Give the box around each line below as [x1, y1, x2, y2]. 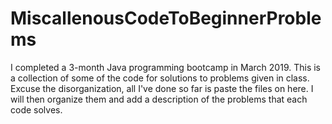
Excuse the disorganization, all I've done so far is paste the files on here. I [10, 82, 314, 94]
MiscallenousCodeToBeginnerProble [10, 7, 322, 30]
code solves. [10, 103, 63, 116]
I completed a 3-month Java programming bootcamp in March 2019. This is [10, 61, 321, 73]
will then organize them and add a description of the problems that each [10, 93, 308, 105]
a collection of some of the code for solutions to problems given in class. [10, 72, 310, 84]
